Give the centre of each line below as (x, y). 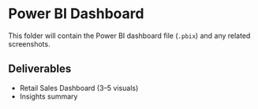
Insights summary (49, 96)
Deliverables (40, 69)
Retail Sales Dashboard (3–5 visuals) (79, 88)
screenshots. (29, 43)
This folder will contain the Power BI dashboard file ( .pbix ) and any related (129, 36)
